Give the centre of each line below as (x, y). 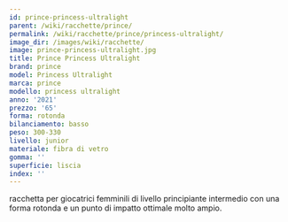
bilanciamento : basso (49, 125)
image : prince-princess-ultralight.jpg (83, 50)
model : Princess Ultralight (61, 75)
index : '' (27, 173)
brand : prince (35, 67)
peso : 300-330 (35, 133)
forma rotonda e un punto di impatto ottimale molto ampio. (116, 208)
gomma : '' (27, 157)
